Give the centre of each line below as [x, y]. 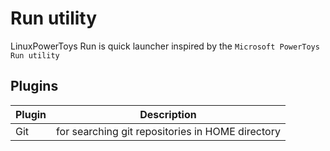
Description [168, 114]
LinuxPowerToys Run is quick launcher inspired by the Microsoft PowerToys [165, 46]
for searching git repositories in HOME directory [168, 131]
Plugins [34, 86]
